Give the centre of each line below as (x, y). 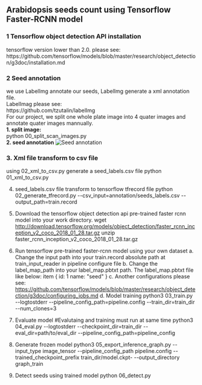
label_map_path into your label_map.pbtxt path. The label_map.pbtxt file (104, 270)
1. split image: (24, 130)
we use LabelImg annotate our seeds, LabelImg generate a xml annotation (98, 91)
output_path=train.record (46, 202)
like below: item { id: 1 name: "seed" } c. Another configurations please (103, 277)
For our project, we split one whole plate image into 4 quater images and (96, 116)
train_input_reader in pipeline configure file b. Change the (86, 264)
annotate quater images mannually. (50, 123)
